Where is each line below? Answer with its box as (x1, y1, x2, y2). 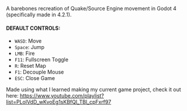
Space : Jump (14, 44, 45, 51)
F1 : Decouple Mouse (14, 68, 64, 75)
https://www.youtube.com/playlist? (19, 92, 104, 99)
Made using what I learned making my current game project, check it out (6, 86, 181, 93)
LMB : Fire (14, 50, 35, 57)
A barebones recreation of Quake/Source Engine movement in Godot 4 (6, 5, 177, 12)
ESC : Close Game (14, 75, 56, 82)
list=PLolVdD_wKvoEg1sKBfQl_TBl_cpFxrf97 (6, 99, 112, 106)
